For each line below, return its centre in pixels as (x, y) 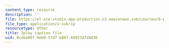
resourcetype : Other (27, 28)
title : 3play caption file (33, 33)
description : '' (22, 14)
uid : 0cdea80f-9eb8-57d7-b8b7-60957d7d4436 (52, 38)
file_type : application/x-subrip (40, 24)
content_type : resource (30, 10)
